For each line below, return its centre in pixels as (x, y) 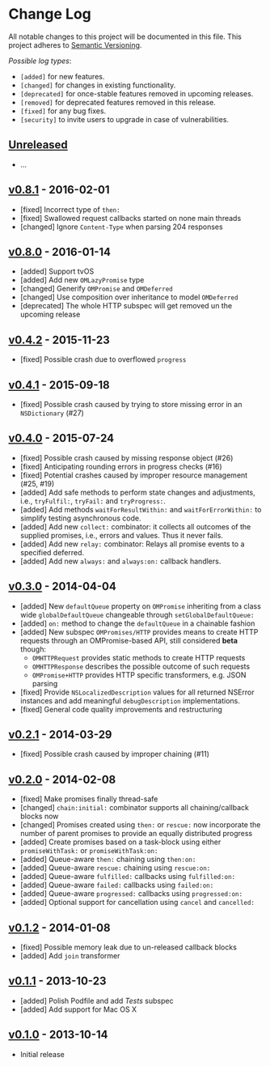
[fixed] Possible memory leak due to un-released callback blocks (128, 947)
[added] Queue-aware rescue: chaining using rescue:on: (115, 868)
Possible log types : (40, 61)
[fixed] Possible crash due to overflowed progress (103, 359)
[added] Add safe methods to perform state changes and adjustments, (138, 492)
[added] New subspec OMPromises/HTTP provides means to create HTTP (139, 631)
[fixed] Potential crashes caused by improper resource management (134, 475)
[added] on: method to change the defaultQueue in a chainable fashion (137, 623)
